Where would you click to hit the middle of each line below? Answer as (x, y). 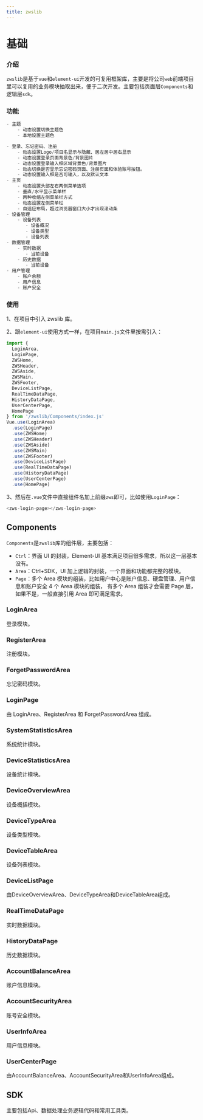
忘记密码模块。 (25, 684)
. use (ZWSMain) (29, 450)
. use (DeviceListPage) (39, 462)
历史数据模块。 (25, 955)
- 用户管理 (18, 271)
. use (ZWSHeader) (32, 439)
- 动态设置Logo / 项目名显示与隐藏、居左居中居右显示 (74, 152)
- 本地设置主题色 (36, 136)
